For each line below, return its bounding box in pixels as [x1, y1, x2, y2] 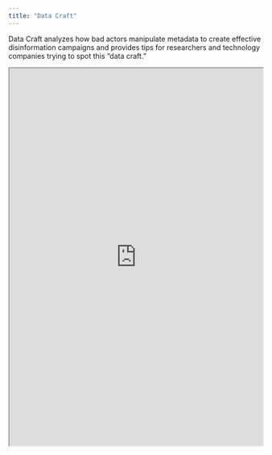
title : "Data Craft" [8, 11, 78, 20]
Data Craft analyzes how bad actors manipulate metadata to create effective [8, 34, 262, 43]
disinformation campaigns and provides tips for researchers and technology [8, 42, 260, 52]
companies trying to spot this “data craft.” [8, 51, 147, 60]
